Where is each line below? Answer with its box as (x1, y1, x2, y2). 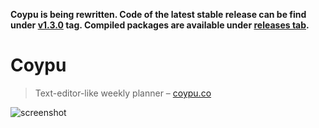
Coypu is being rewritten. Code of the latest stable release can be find (10, 9, 307, 20)
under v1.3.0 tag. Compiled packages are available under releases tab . (10, 19, 310, 31)
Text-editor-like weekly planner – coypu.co (34, 87, 212, 99)
